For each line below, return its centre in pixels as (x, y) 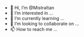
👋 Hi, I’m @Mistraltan (32, 8)
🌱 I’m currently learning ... (37, 18)
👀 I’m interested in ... (32, 13)
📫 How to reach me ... (34, 29)
